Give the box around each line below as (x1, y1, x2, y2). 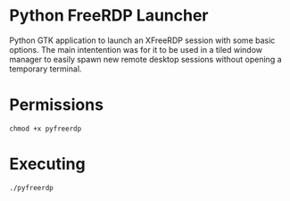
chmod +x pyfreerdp (9, 124, 82, 133)
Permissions (9, 95, 104, 115)
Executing (9, 154, 87, 174)
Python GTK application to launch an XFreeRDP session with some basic (9, 35, 276, 46)
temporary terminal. (9, 63, 82, 74)
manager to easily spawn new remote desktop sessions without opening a (9, 54, 283, 64)
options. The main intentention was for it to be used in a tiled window (9, 44, 263, 54)
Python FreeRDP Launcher (9, 5, 209, 26)
